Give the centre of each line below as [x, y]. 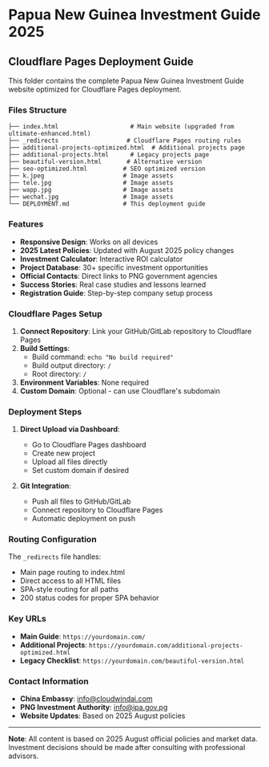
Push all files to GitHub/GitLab [81, 502]
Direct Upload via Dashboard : [70, 429]
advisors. [24, 756]
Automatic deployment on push [84, 519]
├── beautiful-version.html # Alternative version [105, 162]
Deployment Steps [45, 411]
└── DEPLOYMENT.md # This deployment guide [107, 204]
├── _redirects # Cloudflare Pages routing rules [125, 141]
